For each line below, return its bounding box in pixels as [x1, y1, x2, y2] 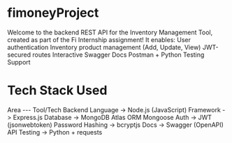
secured [7, 50, 31, 59]
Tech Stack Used [7, 83, 108, 99]
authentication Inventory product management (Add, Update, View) [7, 43, 201, 51]
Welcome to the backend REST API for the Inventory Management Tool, [7, 28, 213, 36]
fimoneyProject [7, 5, 99, 21]
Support [7, 57, 31, 66]
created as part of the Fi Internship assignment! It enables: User [7, 35, 191, 43]
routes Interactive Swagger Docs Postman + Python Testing [32, 50, 205, 59]
